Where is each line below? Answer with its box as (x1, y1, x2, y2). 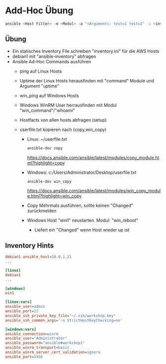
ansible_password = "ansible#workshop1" (5, 341, 85, 346)
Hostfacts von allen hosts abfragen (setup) (19, 117, 107, 123)
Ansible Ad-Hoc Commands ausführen (12, 58, 91, 64)
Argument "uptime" (19, 83, 59, 89)
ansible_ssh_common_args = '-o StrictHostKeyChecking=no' (5, 318, 123, 323)
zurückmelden (27, 208, 57, 214)
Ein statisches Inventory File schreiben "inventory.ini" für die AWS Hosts (12, 48, 160, 54)
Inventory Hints (5, 241, 54, 249)
